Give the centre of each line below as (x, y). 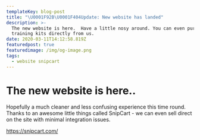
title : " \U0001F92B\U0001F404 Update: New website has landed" (85, 17)
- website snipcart (36, 61)
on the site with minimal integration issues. (58, 120)
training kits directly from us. (53, 34)
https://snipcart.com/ (32, 131)
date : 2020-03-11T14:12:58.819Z (46, 39)
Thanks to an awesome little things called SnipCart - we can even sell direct (99, 113)
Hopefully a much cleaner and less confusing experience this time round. (96, 107)
